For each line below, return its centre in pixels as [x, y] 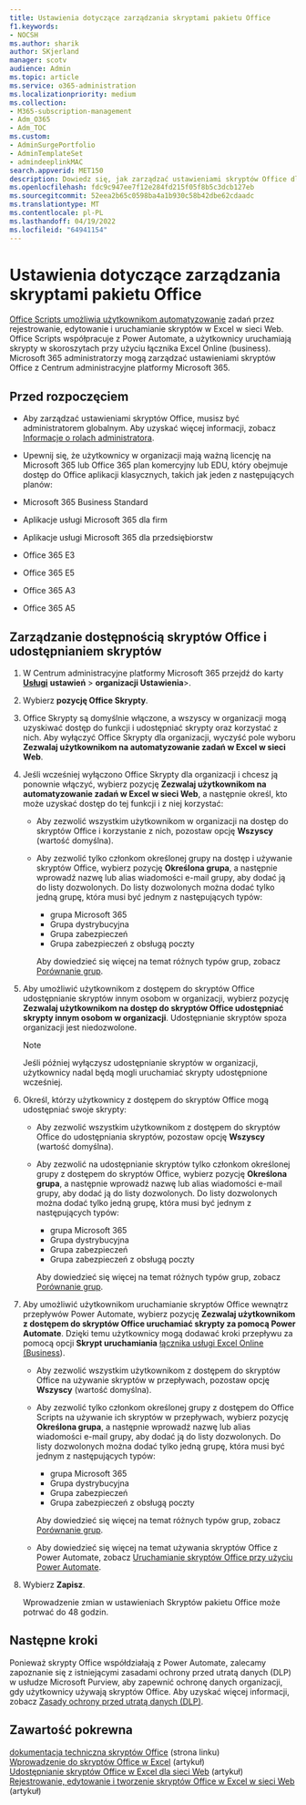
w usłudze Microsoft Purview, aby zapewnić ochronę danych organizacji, [146, 1682]
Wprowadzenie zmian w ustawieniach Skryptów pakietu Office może [151, 1603]
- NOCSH [24, 35]
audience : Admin [40, 69]
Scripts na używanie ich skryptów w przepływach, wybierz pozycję [162, 1418]
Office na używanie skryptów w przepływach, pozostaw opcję [153, 1380]
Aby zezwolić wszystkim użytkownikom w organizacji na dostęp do [162, 821]
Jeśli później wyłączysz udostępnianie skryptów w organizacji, [140, 1063]
